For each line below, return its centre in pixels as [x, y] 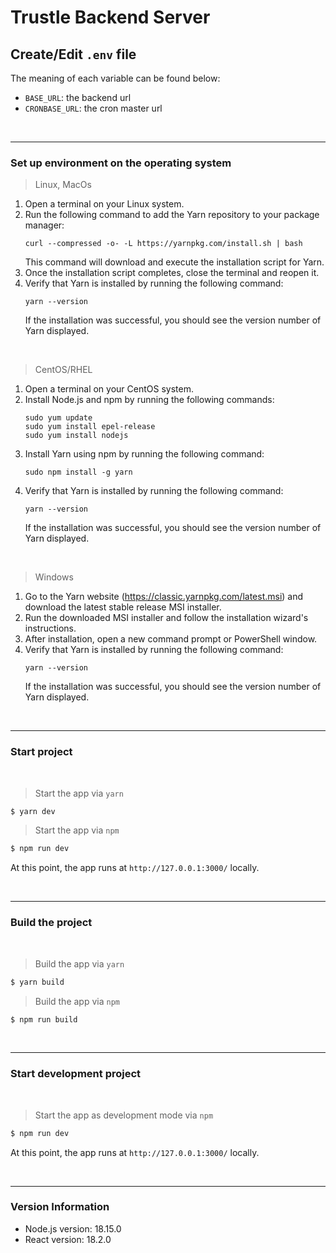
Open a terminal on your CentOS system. [109, 389]
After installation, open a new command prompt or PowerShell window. [171, 639]
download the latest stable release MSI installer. [123, 607]
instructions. [50, 628]
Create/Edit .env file [73, 54]
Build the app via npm [77, 1001]
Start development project [76, 1074]
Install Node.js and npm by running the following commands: [149, 400]
